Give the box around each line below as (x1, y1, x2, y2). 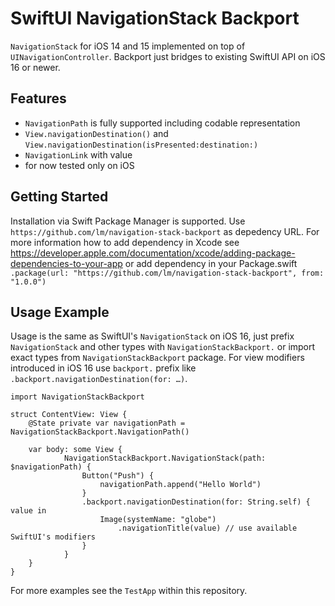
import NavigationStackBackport (10, 392, 145, 402)
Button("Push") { (81, 471, 155, 481)
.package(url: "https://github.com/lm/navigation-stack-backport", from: (10, 268, 325, 278)
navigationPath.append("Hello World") (99, 480, 262, 490)
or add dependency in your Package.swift (124, 257, 298, 269)
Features (10, 90, 67, 107)
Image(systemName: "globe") (99, 515, 217, 525)
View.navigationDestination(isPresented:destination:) (24, 140, 259, 150)
